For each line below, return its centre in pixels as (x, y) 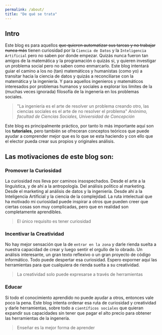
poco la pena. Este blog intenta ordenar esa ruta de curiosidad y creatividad (81, 303)
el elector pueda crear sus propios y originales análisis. (60, 142)
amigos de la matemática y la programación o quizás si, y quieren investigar (81, 61)
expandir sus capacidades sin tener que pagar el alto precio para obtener (78, 313)
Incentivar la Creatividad (35, 234)
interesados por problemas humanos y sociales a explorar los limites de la (79, 87)
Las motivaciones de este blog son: (59, 156)
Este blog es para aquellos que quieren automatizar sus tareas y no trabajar (80, 45)
